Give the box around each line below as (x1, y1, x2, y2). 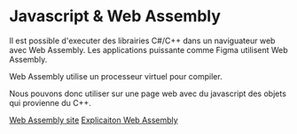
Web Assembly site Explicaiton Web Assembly (9, 115, 179, 125)
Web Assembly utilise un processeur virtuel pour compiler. (9, 71, 223, 81)
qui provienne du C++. (9, 97, 91, 108)
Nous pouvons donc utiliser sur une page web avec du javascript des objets (9, 88, 286, 99)
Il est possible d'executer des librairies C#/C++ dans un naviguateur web (9, 35, 276, 46)
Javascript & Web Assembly (9, 6, 222, 26)
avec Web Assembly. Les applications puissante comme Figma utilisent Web (9, 44, 288, 55)
